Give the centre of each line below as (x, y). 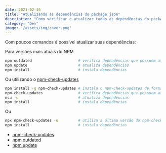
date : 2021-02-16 (23, 10)
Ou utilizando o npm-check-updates (42, 79)
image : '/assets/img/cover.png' (38, 28)
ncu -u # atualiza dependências (67, 97)
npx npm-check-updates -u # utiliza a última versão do (73, 121)
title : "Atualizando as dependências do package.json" (63, 14)
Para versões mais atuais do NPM (40, 52)
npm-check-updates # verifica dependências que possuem (80, 93)
